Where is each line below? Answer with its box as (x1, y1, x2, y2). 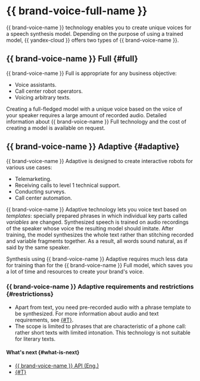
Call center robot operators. (14, 88, 83, 95)
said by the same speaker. (6, 243, 70, 251)
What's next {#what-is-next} (6, 349, 80, 356)
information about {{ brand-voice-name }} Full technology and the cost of (6, 118, 186, 125)
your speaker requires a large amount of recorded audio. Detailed (6, 111, 167, 118)
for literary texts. (14, 335, 56, 342)
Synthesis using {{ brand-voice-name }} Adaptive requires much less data (6, 255, 188, 263)
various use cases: (6, 164, 52, 171)
